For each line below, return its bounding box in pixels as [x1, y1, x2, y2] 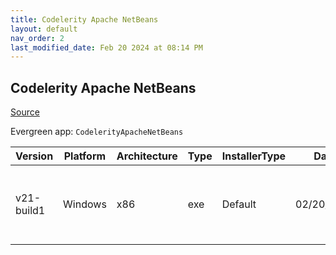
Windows [63, 197, 107, 211]
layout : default [10, 24, 78, 34]
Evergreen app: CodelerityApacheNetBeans [10, 126, 184, 138]
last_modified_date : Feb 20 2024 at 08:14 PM [10, 42, 203, 53]
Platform [63, 149, 107, 163]
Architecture [116, 149, 178, 163]
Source [10, 106, 40, 118]
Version [15, 149, 54, 163]
